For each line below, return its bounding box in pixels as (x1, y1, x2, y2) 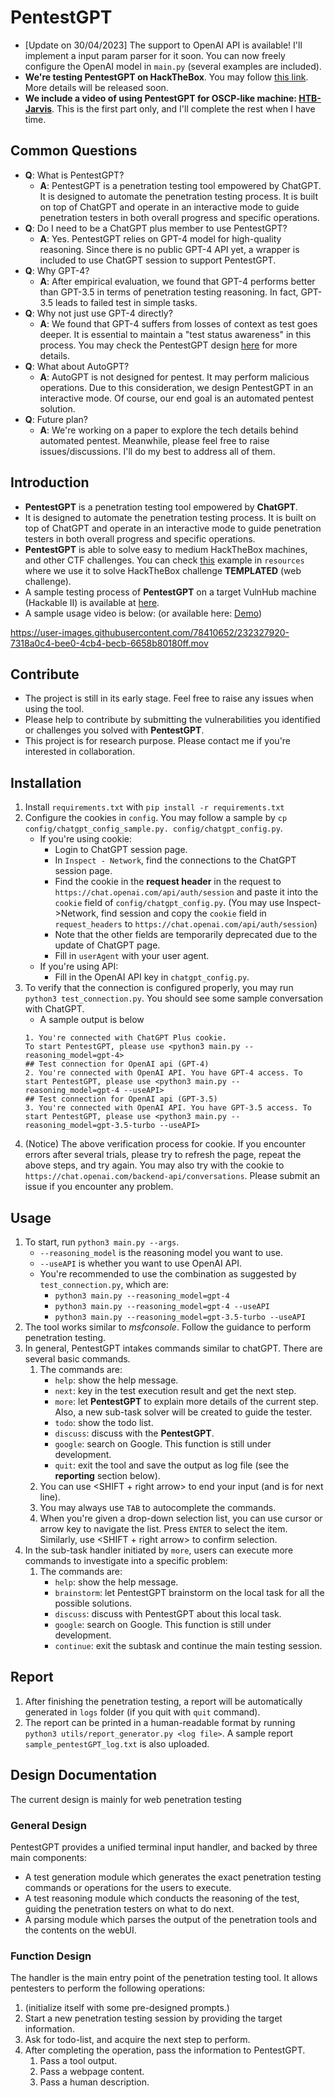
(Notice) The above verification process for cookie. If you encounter (24, 1138, 306, 1150)
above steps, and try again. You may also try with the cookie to (24, 1159, 285, 1171)
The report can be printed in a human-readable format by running (24, 1716, 296, 1728)
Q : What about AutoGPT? (24, 360, 130, 372)
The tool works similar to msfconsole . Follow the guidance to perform (24, 1321, 312, 1333)
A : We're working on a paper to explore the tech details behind (39, 424, 299, 436)
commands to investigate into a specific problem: (24, 1555, 228, 1566)
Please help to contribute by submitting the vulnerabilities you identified (24, 714, 321, 726)
